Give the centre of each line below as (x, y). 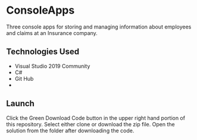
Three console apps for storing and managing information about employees (99, 27)
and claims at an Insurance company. (52, 33)
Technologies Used (43, 52)
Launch (20, 104)
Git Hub (24, 78)
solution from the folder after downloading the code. (70, 131)
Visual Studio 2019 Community (52, 66)
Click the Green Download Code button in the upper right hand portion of (96, 118)
